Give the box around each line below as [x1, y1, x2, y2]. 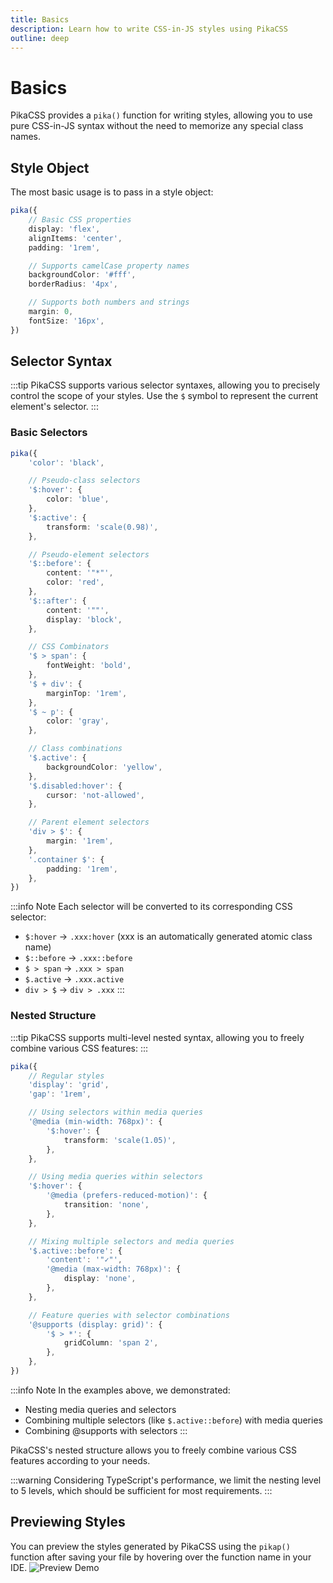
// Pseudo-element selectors [28, 549, 150, 560]
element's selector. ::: [10, 401, 99, 413]
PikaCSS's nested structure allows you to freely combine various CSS [10, 1444, 298, 1456]
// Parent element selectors [28, 817, 150, 828]
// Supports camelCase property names [28, 261, 190, 271]
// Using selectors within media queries [28, 1107, 203, 1118]
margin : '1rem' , [46, 836, 114, 846]
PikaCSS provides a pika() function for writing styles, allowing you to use [10, 109, 313, 121]
